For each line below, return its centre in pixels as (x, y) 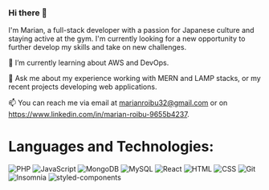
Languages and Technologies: (111, 147)
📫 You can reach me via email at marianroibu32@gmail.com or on (118, 103)
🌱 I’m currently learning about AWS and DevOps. (89, 63)
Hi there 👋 (28, 13)
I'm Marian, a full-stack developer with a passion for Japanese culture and (131, 30)
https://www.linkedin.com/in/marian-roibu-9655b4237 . (99, 115)
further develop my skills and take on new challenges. (98, 47)
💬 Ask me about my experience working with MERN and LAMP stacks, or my (134, 79)
